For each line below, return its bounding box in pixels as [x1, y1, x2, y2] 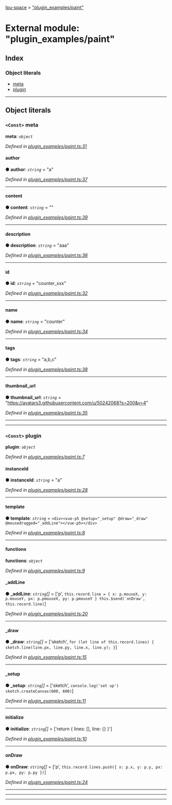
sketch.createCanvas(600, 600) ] [5, 688, 74, 694]
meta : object [5, 133, 33, 139]
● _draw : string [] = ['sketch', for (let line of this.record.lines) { [5, 639, 155, 645]
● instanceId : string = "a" [5, 477, 62, 483]
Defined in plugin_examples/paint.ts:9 [5, 567, 85, 574]
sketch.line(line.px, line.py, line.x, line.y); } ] [5, 644, 117, 650]
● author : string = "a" [5, 166, 54, 172]
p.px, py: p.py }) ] [5, 769, 46, 775]
